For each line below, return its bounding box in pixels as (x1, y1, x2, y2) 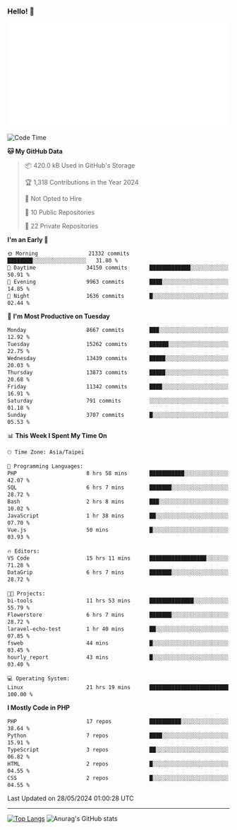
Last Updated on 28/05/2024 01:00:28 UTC (7, 794, 134, 802)
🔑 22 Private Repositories (24, 222, 99, 231)
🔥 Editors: (7, 548, 40, 555)
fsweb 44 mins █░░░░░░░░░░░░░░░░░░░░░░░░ (7, 640, 229, 647)
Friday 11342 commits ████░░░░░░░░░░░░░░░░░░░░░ (7, 384, 229, 391)
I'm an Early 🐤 (7, 236, 49, 244)
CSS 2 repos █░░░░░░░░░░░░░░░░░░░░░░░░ (7, 775, 229, 782)
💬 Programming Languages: (7, 463, 83, 470)
